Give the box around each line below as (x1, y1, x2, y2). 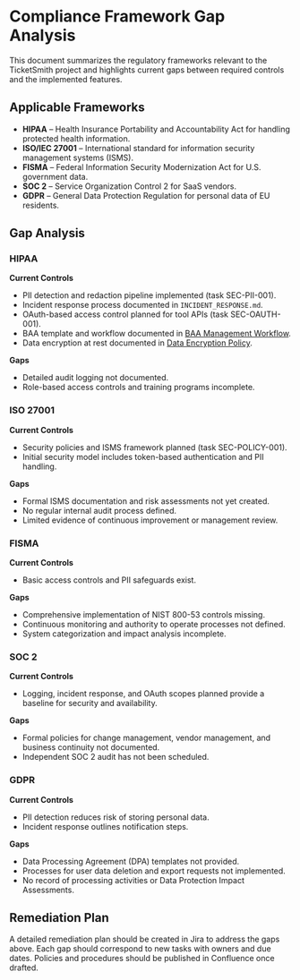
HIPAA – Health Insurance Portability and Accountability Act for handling (21, 124, 291, 134)
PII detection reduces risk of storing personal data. (21, 812, 210, 822)
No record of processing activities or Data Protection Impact (21, 874, 244, 885)
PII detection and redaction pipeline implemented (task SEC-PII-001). (21, 290, 277, 301)
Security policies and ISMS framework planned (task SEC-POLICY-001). (21, 441, 288, 453)
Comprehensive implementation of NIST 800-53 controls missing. (21, 609, 266, 620)
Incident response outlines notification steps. (21, 821, 189, 831)
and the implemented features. (9, 73, 123, 84)
